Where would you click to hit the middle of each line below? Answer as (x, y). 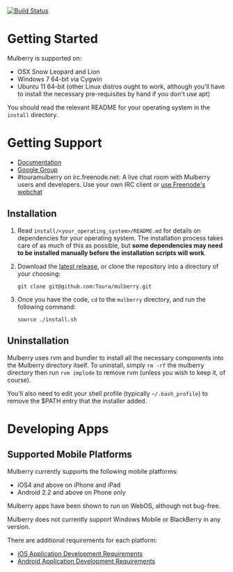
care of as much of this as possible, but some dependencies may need (120, 245)
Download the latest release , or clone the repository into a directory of (118, 266)
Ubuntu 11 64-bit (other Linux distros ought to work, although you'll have (121, 86)
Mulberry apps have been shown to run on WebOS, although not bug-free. (114, 506)
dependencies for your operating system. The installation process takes (120, 238)
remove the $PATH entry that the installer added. (77, 401)
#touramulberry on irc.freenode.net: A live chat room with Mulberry (114, 177)
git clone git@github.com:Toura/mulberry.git (84, 286)
